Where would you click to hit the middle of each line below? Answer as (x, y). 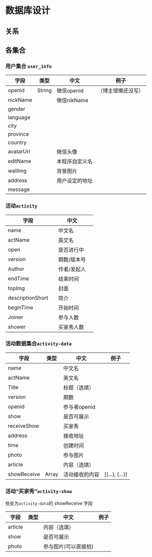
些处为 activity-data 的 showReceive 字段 (49, 503)
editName (20, 161)
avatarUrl (19, 151)
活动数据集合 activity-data (38, 344)
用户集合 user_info (29, 66)
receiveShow (24, 426)
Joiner (16, 317)
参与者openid (79, 407)
